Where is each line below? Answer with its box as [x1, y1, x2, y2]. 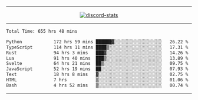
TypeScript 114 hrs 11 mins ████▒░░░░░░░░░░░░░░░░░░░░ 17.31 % [6, 44, 189, 50]
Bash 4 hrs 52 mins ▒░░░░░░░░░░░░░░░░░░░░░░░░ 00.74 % [6, 82, 189, 88]
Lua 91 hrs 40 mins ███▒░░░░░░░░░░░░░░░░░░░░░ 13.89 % [6, 55, 189, 61]
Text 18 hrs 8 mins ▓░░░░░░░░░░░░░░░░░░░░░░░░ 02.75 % [6, 71, 189, 78]
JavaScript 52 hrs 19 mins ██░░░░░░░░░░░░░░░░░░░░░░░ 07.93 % [6, 66, 189, 72]
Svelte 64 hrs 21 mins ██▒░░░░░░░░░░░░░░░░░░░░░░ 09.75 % [6, 61, 189, 67]
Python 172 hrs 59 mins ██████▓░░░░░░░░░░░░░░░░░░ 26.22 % [6, 39, 189, 44]
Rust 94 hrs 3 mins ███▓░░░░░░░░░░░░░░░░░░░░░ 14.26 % [6, 50, 189, 56]
